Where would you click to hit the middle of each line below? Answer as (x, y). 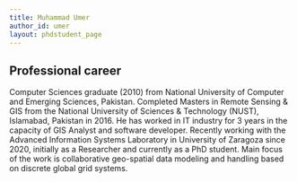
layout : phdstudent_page (56, 34)
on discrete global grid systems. (69, 169)
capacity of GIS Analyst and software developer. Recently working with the (148, 130)
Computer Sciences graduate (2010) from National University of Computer (147, 92)
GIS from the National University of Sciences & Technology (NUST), (134, 111)
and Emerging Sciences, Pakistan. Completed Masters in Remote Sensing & (149, 102)
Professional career (66, 70)
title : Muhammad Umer (50, 17)
